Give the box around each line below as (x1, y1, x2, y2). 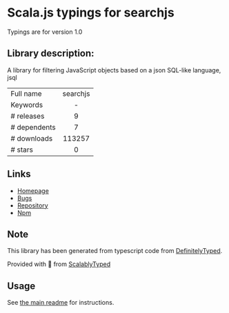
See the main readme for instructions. (7, 299, 114, 307)
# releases (10, 111, 45, 121)
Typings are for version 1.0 (7, 28, 83, 36)
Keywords (10, 100, 43, 110)
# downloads (10, 133, 53, 143)
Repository (17, 201, 48, 210)
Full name (10, 88, 43, 98)
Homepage (17, 186, 50, 194)
